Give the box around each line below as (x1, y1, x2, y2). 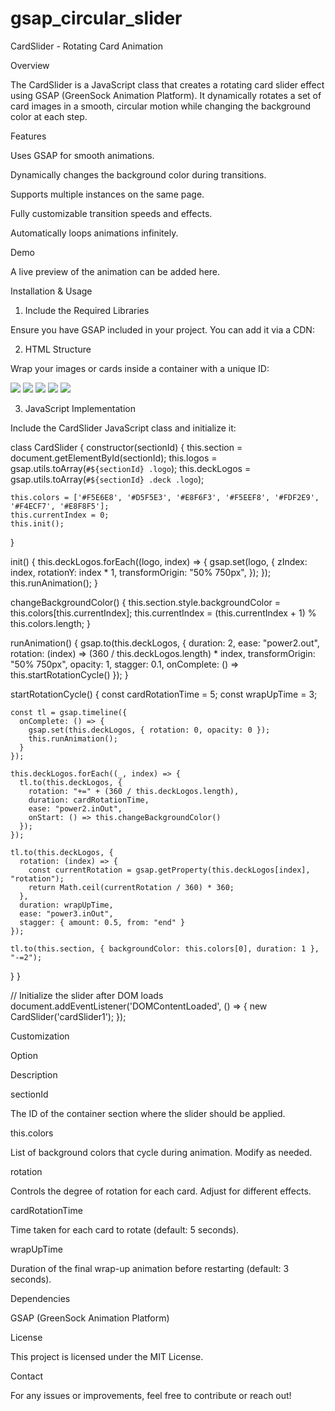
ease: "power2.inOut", (28, 803, 123, 814)
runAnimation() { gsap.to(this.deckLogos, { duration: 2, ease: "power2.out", (10, 637, 320, 649)
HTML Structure (24, 343, 92, 355)
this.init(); (10, 518, 65, 529)
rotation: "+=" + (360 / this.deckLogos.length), (28, 786, 240, 796)
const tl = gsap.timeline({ (10, 707, 128, 717)
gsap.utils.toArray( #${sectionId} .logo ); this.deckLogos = (10, 462, 252, 474)
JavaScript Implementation (24, 402, 136, 414)
